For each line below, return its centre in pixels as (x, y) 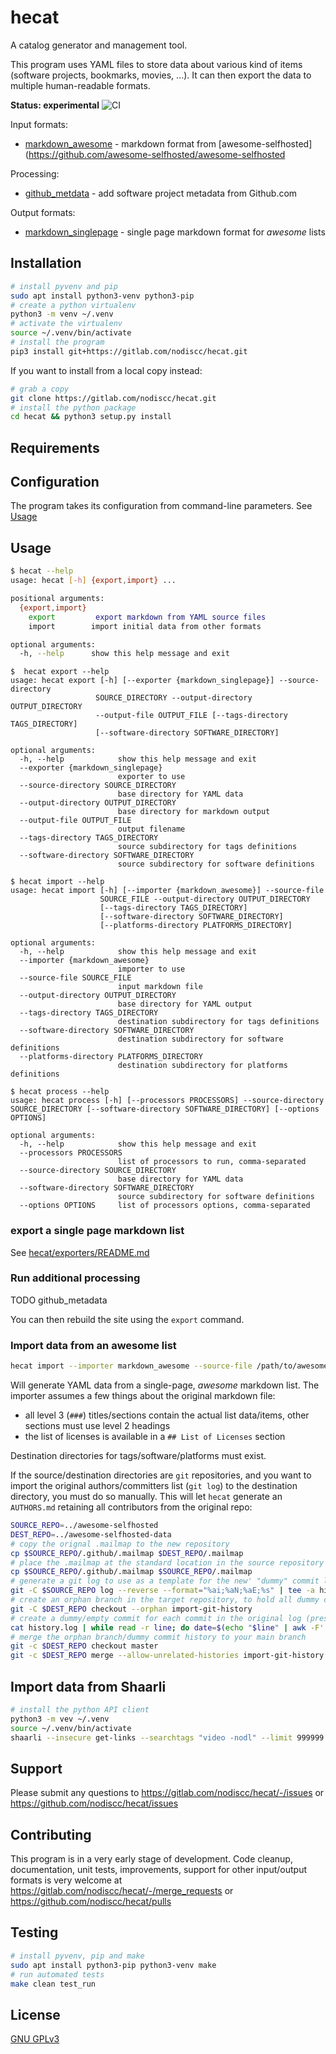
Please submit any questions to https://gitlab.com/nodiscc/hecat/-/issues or (167, 1793)
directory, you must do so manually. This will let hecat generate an (146, 1497)
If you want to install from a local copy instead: (106, 370)
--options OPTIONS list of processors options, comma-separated (165, 1206)
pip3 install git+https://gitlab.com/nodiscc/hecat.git (129, 351)
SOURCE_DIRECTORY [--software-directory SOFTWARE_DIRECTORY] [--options (165, 1109)
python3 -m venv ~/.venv (62, 314)
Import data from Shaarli (88, 1686)
